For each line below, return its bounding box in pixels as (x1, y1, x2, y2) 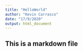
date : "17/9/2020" (5, 16, 43, 21)
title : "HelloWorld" (5, 7, 48, 12)
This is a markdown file (5, 39, 78, 48)
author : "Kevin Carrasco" (5, 12, 58, 17)
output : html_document (5, 21, 52, 26)
